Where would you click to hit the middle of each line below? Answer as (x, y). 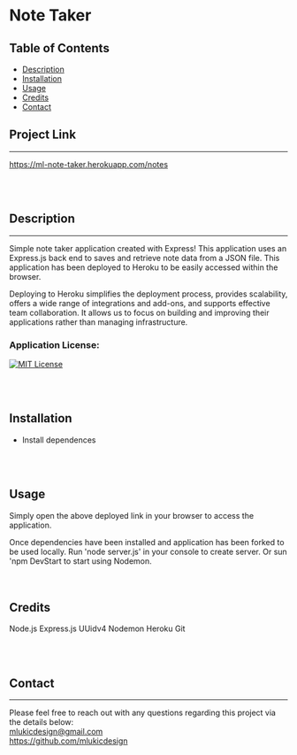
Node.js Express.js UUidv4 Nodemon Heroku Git (97, 628)
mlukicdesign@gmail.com (56, 732)
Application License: (54, 344)
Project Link (43, 135)
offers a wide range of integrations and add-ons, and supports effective (140, 303)
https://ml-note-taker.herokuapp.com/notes (89, 164)
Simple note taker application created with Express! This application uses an (148, 248)
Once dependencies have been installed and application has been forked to (147, 542)
